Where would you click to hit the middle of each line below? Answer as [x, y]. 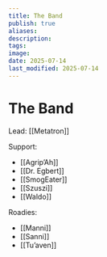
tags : [17, 46]
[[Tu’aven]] [38, 245]
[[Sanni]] [35, 236]
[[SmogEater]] [43, 179]
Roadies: [23, 212]
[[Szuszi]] [36, 187]
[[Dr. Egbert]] [42, 171]
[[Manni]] [35, 228]
